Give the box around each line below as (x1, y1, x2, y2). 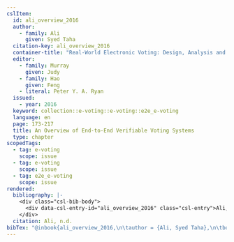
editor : (13, 56, 36, 63)
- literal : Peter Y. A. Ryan (19, 88, 104, 95)
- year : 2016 (19, 101, 57, 108)
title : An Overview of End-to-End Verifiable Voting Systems (13, 127, 195, 134)
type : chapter (13, 133, 54, 140)
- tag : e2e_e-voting (13, 172, 73, 179)
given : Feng (24, 82, 60, 89)
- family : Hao (19, 75, 60, 82)
